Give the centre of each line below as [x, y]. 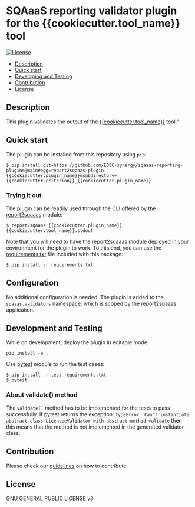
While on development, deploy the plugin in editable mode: [77, 342]
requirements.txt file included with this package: [65, 254]
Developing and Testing [43, 76]
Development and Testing [54, 328]
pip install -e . [27, 353]
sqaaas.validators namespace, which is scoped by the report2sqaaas [91, 303]
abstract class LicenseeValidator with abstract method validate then [94, 420]
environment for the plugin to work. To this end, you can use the [84, 248]
